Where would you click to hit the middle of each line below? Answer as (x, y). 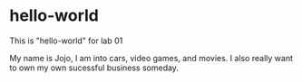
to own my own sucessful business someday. (94, 68)
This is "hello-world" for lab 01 (66, 41)
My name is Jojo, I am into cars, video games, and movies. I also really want (151, 58)
